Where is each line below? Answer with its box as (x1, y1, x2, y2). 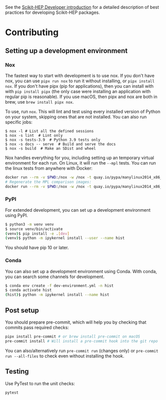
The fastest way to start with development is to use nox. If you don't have (5, 72, 155, 78)
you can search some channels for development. (5, 274, 105, 280)
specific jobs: (5, 119, 33, 125)
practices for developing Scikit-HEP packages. (5, 9, 100, 15)
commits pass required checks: (5, 325, 69, 331)
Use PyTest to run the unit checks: (5, 380, 75, 386)
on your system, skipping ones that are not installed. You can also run (5, 114, 147, 119)
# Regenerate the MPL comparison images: (5, 179, 92, 184)
